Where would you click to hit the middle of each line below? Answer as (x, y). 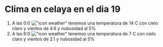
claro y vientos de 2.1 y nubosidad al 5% (53, 39)
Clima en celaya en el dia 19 (63, 9)
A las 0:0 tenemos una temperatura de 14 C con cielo (85, 23)
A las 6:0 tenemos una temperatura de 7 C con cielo (84, 33)
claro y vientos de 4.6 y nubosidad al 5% (54, 28)
